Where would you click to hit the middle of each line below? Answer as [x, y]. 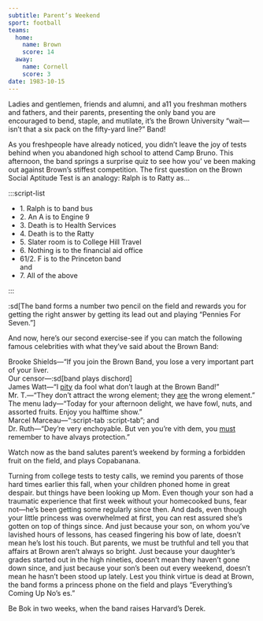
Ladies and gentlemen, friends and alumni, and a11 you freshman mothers [128, 104]
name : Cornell [45, 67]
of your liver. [28, 370]
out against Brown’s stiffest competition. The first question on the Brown [125, 169]
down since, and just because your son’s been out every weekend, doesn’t [129, 567]
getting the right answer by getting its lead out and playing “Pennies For [125, 314]
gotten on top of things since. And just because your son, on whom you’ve [129, 526]
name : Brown [42, 45]
